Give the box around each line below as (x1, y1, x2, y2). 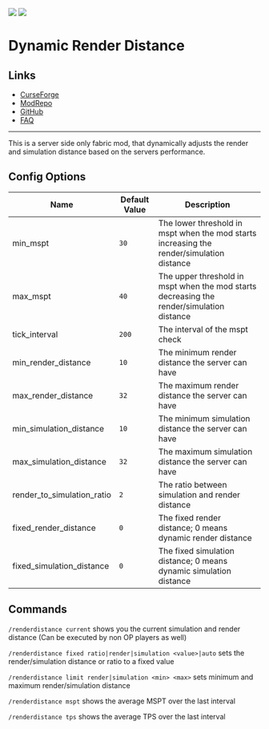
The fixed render (158, 512, 222, 523)
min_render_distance (12, 357, 91, 368)
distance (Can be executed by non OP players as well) (8, 632, 187, 642)
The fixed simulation (158, 545, 235, 557)
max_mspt (12, 290, 52, 302)
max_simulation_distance (12, 456, 106, 467)
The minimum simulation (158, 413, 251, 424)
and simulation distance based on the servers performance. (8, 147, 206, 156)
